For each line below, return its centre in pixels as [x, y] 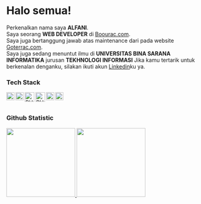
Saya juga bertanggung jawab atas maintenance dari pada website [90, 40]
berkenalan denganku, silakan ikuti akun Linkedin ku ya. [76, 66]
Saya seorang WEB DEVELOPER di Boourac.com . [68, 34]
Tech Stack [24, 82]
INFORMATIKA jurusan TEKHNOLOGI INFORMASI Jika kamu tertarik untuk [101, 60]
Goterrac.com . [24, 47]
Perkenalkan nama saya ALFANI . [47, 27]
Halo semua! [39, 11]
